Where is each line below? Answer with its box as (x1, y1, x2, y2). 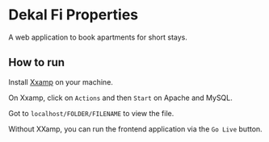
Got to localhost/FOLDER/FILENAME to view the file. (8, 108, 174, 118)
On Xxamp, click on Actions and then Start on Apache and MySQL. (8, 93, 233, 102)
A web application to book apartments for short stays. (8, 32, 187, 42)
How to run (8, 56, 65, 69)
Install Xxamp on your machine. (8, 77, 113, 86)
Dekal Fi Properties (8, 6, 139, 24)
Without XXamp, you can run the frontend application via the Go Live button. (8, 123, 263, 134)
